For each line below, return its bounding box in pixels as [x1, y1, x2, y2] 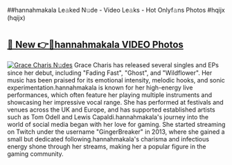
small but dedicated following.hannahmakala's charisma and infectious [7, 134, 210, 143]
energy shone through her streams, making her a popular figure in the [7, 142, 206, 150]
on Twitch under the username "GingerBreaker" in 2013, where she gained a [7, 128, 225, 136]
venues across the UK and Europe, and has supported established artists [7, 105, 216, 114]
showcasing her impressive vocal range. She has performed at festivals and [7, 98, 224, 106]
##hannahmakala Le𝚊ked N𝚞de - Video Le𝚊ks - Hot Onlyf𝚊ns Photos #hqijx [7, 6, 225, 14]
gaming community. [7, 149, 64, 158]
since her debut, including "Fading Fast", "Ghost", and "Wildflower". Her [7, 69, 213, 77]
